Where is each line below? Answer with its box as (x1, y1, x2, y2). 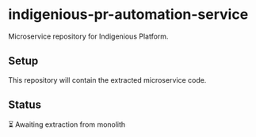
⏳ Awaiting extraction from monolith (8, 120, 126, 129)
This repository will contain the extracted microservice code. (8, 75, 207, 84)
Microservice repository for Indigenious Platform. (8, 31, 169, 41)
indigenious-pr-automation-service (8, 6, 249, 24)
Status (8, 98, 42, 112)
